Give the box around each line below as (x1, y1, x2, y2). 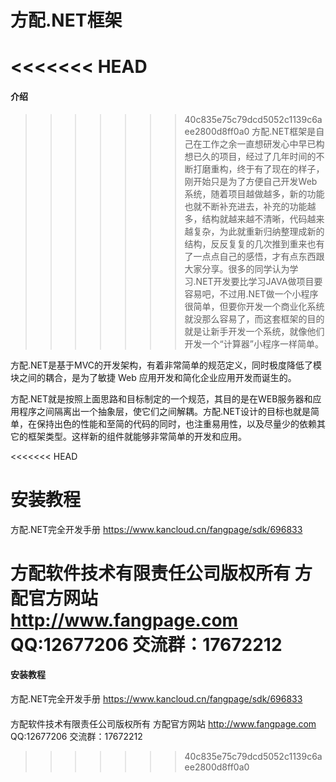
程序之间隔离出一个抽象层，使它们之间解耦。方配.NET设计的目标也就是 (18, 405, 312, 417)
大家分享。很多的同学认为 (184, 262, 290, 275)
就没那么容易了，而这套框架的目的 (184, 312, 325, 325)
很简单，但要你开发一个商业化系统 (184, 300, 325, 312)
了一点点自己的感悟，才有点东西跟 (184, 250, 325, 262)
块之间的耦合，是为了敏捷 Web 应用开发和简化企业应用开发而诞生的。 (10, 371, 297, 383)
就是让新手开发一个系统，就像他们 (184, 325, 325, 337)
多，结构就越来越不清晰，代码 (184, 212, 308, 225)
